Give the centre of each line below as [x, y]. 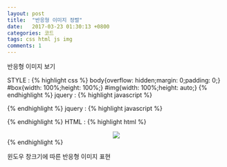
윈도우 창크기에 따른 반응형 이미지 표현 [59, 156]
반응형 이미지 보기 [31, 66]
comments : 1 [24, 46]
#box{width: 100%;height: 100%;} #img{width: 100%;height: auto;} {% [107, 88]
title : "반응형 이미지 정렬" [45, 20]
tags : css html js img [40, 39]
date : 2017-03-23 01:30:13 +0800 [58, 26]
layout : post [26, 14]
